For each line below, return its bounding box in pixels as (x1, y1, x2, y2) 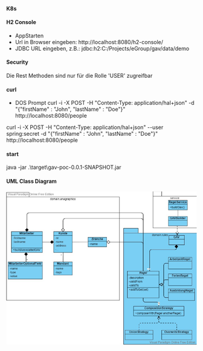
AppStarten (14, 32, 44, 39)
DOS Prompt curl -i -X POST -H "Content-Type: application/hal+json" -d (14, 100, 195, 107)
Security (6, 58, 28, 66)
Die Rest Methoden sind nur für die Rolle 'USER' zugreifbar (6, 72, 153, 79)
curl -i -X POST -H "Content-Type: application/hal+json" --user (6, 124, 164, 131)
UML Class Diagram (6, 178, 57, 185)
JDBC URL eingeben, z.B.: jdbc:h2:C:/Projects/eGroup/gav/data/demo (14, 45, 190, 52)
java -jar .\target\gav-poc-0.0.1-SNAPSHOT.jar (6, 163, 122, 171)
